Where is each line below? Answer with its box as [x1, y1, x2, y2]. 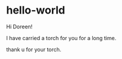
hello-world [6, 4, 66, 17]
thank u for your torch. [6, 45, 62, 53]
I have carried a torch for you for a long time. [6, 34, 117, 41]
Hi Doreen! [6, 23, 33, 30]
